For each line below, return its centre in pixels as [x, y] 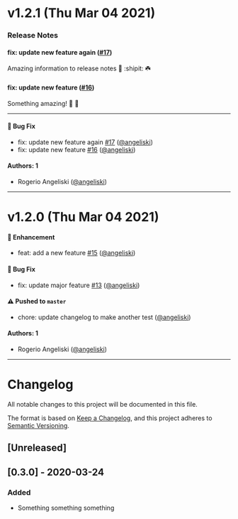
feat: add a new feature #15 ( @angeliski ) [76, 253]
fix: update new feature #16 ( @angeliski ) [76, 149]
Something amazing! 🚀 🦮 [43, 103]
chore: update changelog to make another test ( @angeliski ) [104, 317]
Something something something [66, 508]
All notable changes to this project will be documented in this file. [103, 404]
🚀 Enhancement [31, 237]
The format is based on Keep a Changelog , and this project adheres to [110, 418]
